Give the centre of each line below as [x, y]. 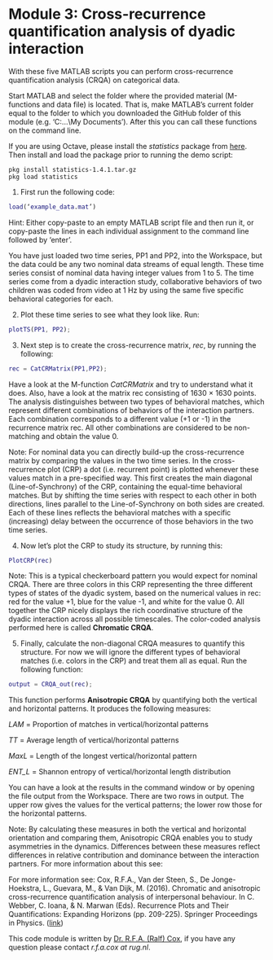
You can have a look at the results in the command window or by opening [132, 787]
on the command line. [45, 130]
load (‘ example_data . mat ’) [52, 207]
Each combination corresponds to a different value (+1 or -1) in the [120, 419]
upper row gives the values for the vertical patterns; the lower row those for [135, 805]
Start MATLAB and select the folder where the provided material [116, 95]
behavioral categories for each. [61, 299]
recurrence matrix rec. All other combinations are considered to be [120, 427]
